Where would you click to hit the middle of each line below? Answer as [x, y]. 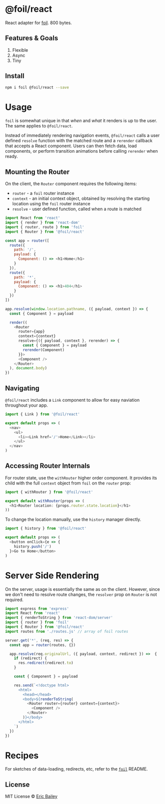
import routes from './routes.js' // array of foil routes [67, 631]
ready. [12, 157]
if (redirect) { [31, 658]
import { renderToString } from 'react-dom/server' [59, 618]
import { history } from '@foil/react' [46, 529]
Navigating [22, 388]
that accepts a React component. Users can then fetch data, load [71, 146]
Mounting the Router [37, 172]
